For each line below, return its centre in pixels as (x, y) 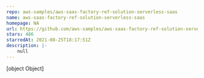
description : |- (27, 46)
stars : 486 (20, 34)
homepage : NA (23, 23)
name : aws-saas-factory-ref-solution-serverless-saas (76, 18)
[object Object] (25, 68)
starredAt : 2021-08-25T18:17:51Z (49, 40)
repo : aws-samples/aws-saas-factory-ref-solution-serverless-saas (92, 12)
